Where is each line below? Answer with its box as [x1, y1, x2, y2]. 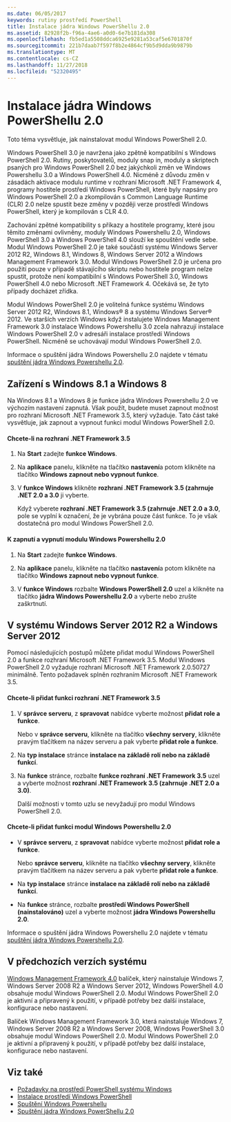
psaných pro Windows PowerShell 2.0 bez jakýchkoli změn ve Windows [7, 163, 211, 172]
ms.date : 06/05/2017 [7, 10, 67, 17]
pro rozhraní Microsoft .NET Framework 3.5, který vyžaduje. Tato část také [7, 411, 219, 419]
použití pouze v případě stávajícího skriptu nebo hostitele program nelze [7, 265, 212, 273]
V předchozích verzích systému [7, 956, 147, 968]
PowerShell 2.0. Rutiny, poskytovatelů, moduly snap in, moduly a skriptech [7, 156, 219, 165]
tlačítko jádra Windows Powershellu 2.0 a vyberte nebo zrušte [17, 592, 197, 600]
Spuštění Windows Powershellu [17, 1099, 107, 1107]
